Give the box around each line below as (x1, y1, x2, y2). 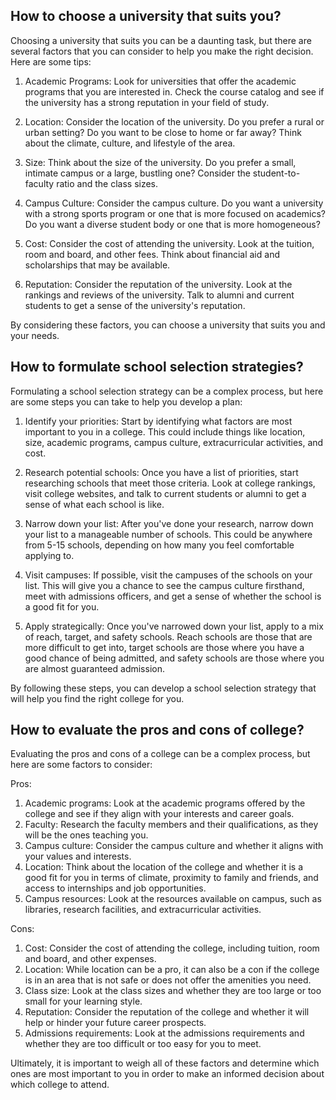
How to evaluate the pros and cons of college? (10, 722, 305, 739)
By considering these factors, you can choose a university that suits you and (10, 319, 326, 331)
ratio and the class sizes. (56, 177, 159, 189)
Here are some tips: (10, 55, 92, 68)
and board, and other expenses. (24, 953, 157, 965)
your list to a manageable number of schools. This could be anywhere (24, 528, 313, 540)
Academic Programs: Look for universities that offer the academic (24, 75, 297, 87)
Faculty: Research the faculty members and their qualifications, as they (24, 819, 319, 831)
